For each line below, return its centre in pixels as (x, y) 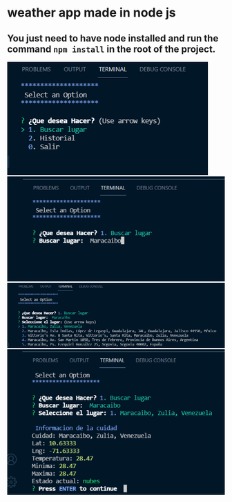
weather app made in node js (91, 13)
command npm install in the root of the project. (112, 49)
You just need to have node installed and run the (113, 38)
